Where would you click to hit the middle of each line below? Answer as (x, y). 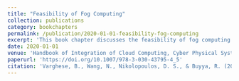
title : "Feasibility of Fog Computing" (67, 14)
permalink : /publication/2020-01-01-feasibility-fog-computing (103, 33)
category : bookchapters (43, 27)
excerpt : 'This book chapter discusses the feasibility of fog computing (119, 40)
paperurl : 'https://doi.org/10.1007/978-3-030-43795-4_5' (95, 60)
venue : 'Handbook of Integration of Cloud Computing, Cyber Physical (113, 54)
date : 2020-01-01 (33, 46)
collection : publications (46, 20)
